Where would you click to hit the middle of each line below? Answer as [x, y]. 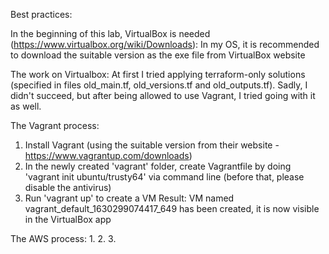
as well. [26, 106]
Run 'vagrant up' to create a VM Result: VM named [129, 198]
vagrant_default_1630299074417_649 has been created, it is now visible [172, 208]
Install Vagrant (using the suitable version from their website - [152, 145]
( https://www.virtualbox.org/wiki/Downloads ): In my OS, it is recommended [165, 44]
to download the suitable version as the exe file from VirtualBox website [158, 55]
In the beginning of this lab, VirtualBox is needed [110, 33]
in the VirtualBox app [68, 219]
